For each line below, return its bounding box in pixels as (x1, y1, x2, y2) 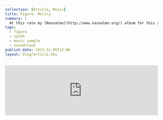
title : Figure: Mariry (5, 12, 51, 16)
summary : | (5, 16, 27, 21)
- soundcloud (9, 43, 36, 48)
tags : (5, 25, 16, 30)
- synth (9, 34, 25, 39)
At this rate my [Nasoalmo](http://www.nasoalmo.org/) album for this (9, 20, 155, 26)
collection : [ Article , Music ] (5, 7, 66, 12)
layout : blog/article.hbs (5, 52, 57, 57)
